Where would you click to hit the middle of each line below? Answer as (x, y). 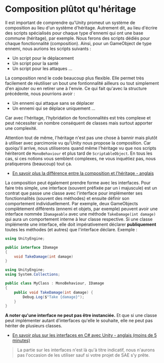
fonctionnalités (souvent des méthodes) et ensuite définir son (67, 198)
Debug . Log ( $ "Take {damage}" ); (54, 297)
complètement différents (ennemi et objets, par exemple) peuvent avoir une (82, 209)
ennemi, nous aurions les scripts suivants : (48, 48)
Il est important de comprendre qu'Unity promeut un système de (70, 23)
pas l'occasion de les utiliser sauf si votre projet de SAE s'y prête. (83, 355)
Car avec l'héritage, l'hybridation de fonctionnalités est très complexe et (78, 118)
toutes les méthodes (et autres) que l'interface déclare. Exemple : (71, 229)
